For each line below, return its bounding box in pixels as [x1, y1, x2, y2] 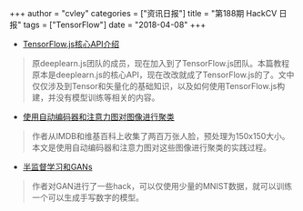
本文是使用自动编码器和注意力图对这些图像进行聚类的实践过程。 [31, 142, 271, 153]
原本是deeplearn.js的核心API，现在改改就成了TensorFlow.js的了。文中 [31, 69, 295, 80]
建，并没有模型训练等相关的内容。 [31, 92, 160, 103]
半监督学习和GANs [22, 162, 93, 172]
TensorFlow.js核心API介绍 [22, 39, 120, 49]
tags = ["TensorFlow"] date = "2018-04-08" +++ [23, 19, 207, 30]
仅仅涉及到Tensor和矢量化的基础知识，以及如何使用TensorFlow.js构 [31, 81, 285, 91]
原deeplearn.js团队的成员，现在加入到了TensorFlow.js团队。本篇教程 [31, 58, 290, 68]
